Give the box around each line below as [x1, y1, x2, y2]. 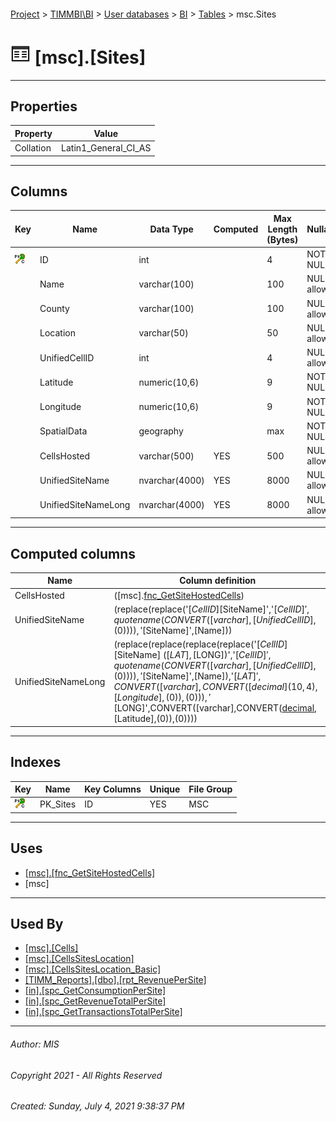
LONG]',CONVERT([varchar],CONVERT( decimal [116, 702, 315, 714]
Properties [10, 98, 78, 115]
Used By [10, 915, 64, 932]
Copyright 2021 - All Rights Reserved [10, 1069, 163, 1081]
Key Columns [84, 783, 142, 795]
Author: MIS [10, 1038, 60, 1050]
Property [14, 127, 53, 139]
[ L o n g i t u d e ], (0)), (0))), [113, 691, 208, 704]
